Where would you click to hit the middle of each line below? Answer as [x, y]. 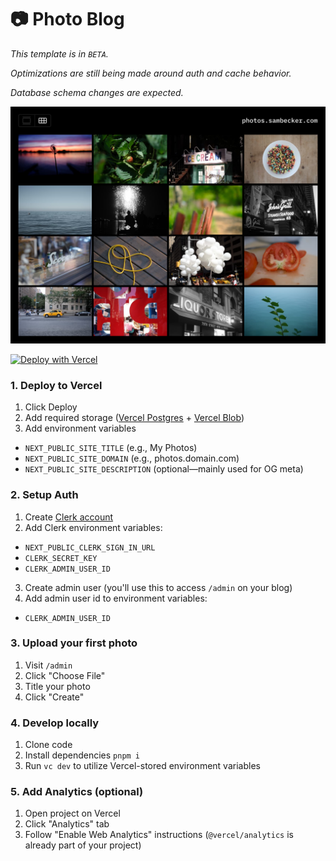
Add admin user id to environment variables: [116, 598]
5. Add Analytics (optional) [77, 792]
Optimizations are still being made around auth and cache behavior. [151, 73]
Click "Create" [54, 697]
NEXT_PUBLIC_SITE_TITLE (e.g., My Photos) [111, 448]
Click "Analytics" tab [67, 824]
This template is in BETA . [59, 53]
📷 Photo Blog [67, 19]
